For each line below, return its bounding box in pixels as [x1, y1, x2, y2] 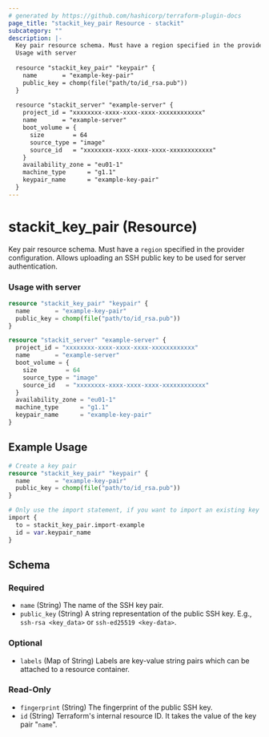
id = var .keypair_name [15, 528, 91, 537]
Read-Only [8, 684, 52, 695]
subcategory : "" [8, 26, 62, 34]
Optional [8, 638, 42, 649]
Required [8, 582, 45, 593]
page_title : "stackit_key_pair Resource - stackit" [8, 19, 184, 27]
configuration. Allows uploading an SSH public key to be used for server [8, 253, 247, 262]
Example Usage [8, 440, 88, 454]
